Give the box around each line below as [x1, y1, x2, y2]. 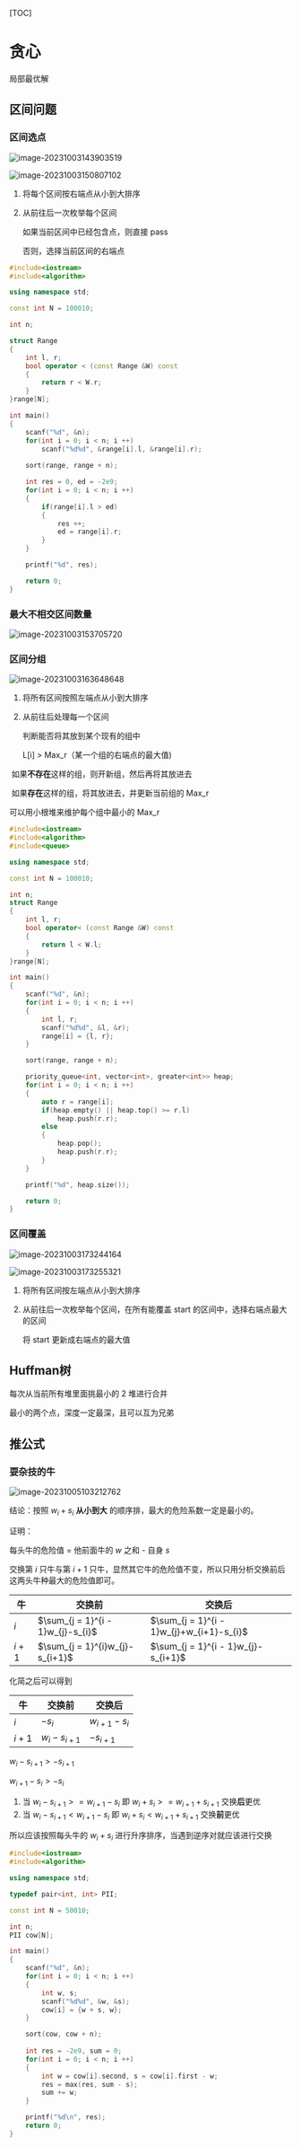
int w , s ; [41, 1988, 78, 1997]
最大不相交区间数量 [9, 608, 92, 620]
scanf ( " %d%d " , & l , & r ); [41, 1023, 130, 1032]
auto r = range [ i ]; [41, 1097, 115, 1106]
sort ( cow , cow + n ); [25, 2029, 102, 2039]
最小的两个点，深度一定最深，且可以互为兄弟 [9, 1407, 175, 1418]
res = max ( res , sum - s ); [41, 2080, 139, 2089]
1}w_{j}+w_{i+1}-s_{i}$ [150, 1625, 248, 1638]
